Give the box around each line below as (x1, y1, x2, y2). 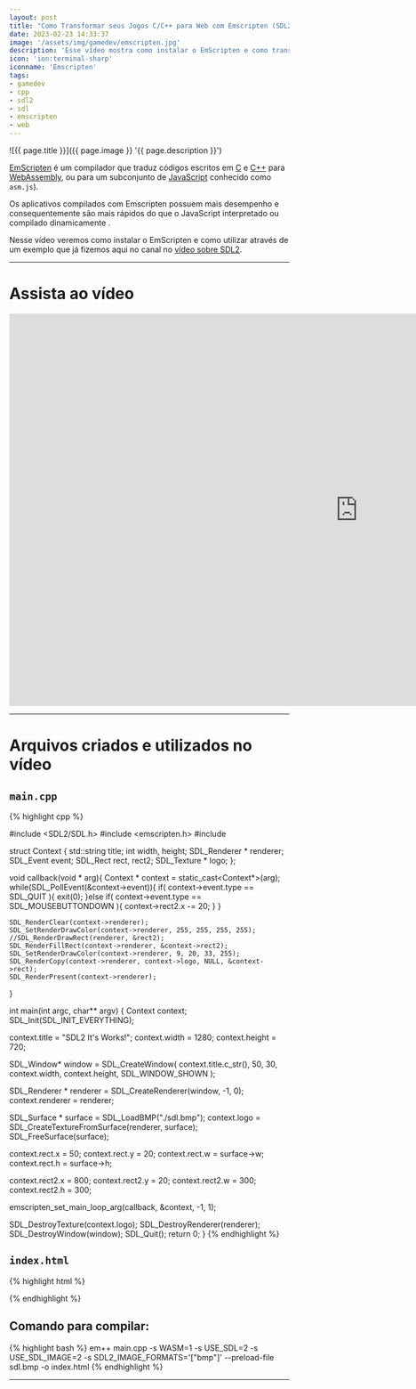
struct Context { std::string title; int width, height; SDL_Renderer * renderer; (9, 845, 284, 856)
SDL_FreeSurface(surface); (9, 1131, 109, 1141)
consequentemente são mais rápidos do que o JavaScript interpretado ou (9, 208, 280, 218)
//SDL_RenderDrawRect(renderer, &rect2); (9, 933, 165, 942)
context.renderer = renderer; (9, 1094, 115, 1105)
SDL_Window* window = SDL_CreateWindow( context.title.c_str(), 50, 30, (9, 1059, 278, 1069)
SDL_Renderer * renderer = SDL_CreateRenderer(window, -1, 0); (9, 1085, 244, 1096)
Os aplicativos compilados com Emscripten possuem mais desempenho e (9, 199, 280, 209)
